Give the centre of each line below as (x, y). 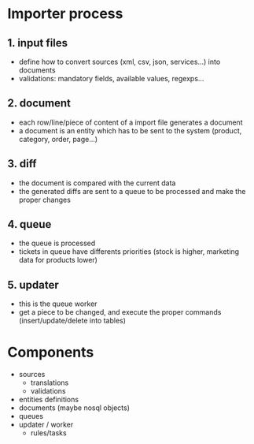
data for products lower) (58, 260)
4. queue (29, 224)
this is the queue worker (58, 304)
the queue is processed (57, 243)
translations (50, 382)
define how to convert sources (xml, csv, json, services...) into (120, 62)
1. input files (38, 43)
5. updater (33, 285)
